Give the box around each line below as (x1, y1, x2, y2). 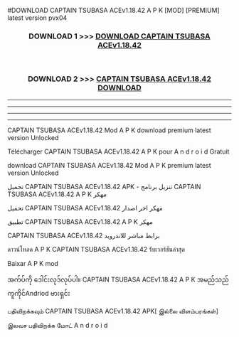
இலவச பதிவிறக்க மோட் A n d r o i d (7, 321, 108, 329)
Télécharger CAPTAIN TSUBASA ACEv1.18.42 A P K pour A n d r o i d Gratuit (7, 147, 230, 156)
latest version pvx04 (7, 14, 68, 22)
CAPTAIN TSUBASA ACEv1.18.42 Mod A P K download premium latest (7, 126, 211, 134)
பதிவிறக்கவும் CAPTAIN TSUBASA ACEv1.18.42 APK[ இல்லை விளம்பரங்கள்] (7, 306, 219, 315)
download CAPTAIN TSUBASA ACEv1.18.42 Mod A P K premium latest (7, 161, 211, 169)
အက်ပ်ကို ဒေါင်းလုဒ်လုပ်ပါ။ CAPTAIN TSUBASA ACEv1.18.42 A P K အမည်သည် (7, 275, 229, 284)
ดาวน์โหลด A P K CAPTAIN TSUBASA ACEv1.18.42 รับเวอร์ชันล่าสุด (7, 245, 185, 253)
